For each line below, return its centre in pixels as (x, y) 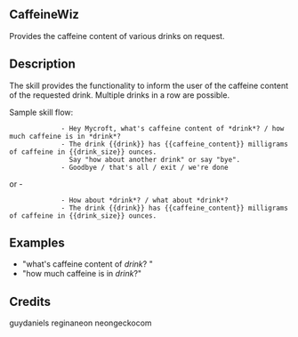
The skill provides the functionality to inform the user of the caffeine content (149, 85)
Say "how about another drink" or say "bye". (155, 159)
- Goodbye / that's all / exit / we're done (145, 167)
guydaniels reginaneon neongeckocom (81, 323)
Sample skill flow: (41, 112)
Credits (30, 301)
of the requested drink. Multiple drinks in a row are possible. (119, 95)
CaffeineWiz (44, 15)
